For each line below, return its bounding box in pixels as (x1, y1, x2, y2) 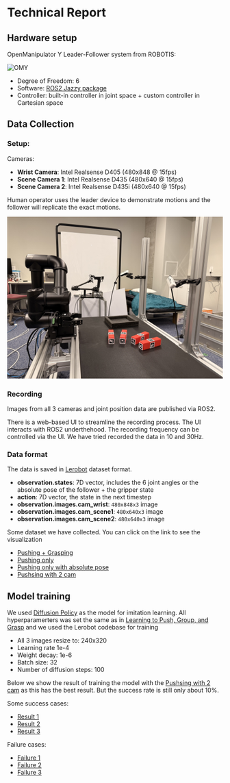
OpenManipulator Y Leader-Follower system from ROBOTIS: (7, 50, 177, 58)
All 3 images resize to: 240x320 (16, 636, 107, 645)
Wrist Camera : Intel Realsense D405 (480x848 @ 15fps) (16, 168, 177, 176)
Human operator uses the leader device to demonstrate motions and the (7, 195, 211, 203)
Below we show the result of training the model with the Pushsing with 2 (7, 679, 211, 687)
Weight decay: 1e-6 (16, 651, 73, 659)
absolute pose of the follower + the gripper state (16, 486, 154, 494)
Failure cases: (7, 741, 47, 749)
